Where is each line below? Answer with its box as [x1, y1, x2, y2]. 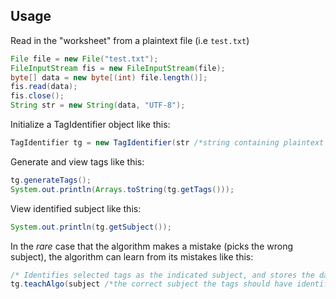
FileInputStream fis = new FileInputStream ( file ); [10, 63, 226, 73]
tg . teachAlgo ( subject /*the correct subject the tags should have [10, 279, 293, 289]
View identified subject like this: [10, 202, 142, 214]
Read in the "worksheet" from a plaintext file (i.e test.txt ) [10, 34, 250, 46]
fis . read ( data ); [10, 82, 78, 92]
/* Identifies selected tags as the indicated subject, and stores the [10, 270, 315, 280]
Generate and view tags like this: [10, 155, 145, 168]
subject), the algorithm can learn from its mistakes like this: [10, 250, 254, 263]
